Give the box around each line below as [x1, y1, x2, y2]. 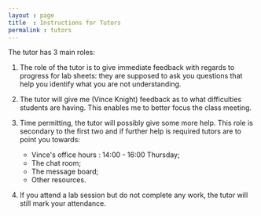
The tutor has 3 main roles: [8, 48, 96, 57]
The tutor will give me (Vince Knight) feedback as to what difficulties [19, 95, 242, 104]
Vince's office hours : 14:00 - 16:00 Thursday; [31, 150, 180, 159]
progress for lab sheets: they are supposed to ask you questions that [19, 71, 243, 81]
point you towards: [19, 135, 81, 145]
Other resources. [31, 175, 86, 185]
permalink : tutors [8, 26, 72, 34]
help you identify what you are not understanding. [19, 79, 182, 89]
